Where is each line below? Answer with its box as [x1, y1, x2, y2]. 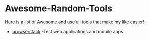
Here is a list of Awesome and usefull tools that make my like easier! [5, 19, 144, 25]
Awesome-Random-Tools [5, 3, 113, 14]
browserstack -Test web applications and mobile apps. [12, 28, 125, 34]
